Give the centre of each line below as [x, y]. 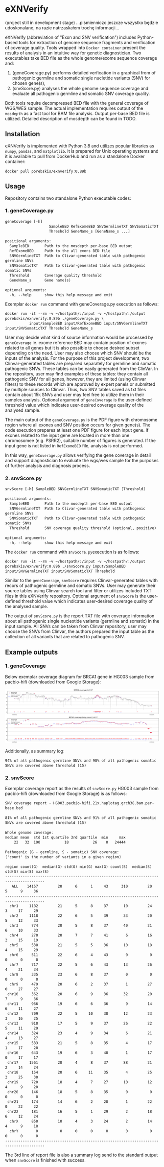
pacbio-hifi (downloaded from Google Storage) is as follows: [66, 794]
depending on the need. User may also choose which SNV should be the [78, 353]
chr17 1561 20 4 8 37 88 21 [80, 1063]
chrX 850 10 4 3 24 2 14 [81, 1121]
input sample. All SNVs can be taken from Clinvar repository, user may [76, 626]
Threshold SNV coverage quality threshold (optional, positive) [83, 528]
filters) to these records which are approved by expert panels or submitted [80, 384]
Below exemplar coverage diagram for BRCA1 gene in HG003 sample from [80, 677]
